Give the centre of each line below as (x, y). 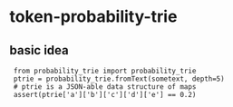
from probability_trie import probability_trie (105, 71)
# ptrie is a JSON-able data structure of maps (105, 87)
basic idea (39, 50)
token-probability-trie (93, 17)
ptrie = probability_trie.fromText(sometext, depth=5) (119, 79)
